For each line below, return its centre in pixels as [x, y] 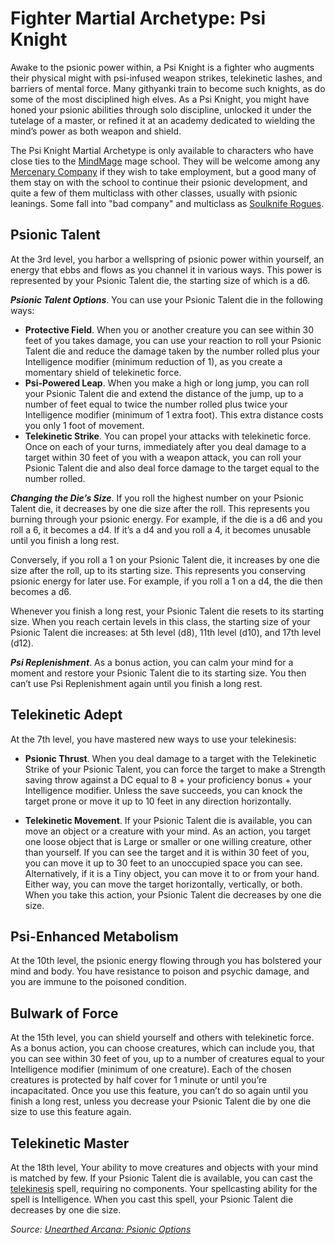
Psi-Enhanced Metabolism [94, 936]
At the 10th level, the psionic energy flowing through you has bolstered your [166, 961]
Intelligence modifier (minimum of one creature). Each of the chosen [151, 1069]
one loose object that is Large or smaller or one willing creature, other [168, 841]
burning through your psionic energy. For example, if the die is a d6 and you [166, 519]
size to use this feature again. [71, 1112]
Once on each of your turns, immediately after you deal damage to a [165, 446]
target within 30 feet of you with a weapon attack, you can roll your [163, 457]
